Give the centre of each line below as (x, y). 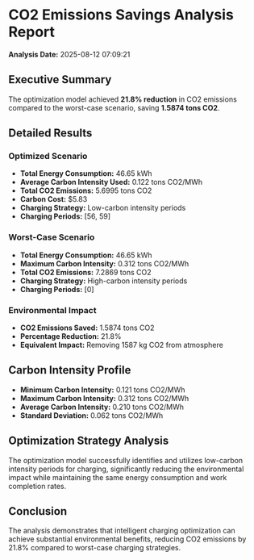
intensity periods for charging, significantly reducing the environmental (126, 469)
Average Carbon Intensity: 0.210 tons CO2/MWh (102, 407)
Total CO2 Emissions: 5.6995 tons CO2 (86, 190)
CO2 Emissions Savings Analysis (121, 15)
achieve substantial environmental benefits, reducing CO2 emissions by (127, 539)
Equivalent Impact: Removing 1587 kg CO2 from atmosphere (121, 345)
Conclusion (38, 511)
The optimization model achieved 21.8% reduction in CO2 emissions (123, 99)
